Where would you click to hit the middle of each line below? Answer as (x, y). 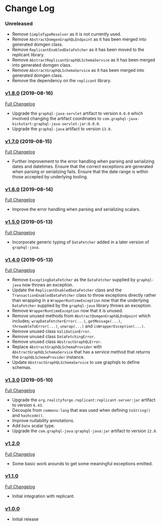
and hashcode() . (28, 415)
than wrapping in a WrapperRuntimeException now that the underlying (80, 300)
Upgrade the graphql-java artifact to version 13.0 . (62, 129)
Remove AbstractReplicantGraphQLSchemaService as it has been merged (84, 60)
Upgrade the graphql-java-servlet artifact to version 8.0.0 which (78, 113)
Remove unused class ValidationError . (51, 331)
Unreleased (19, 24)
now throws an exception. (48, 285)
